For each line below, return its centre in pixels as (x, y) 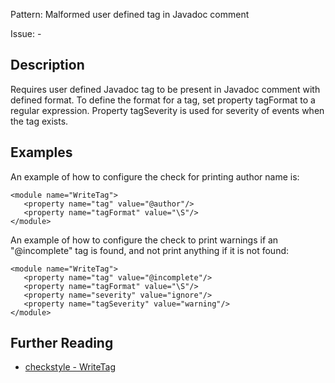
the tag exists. (39, 121)
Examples (41, 152)
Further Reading (62, 343)
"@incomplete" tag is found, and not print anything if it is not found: (150, 250)
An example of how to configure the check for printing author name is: (155, 176)
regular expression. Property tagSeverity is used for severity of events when (167, 110)
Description (47, 65)
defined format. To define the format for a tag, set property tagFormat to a (163, 100)
